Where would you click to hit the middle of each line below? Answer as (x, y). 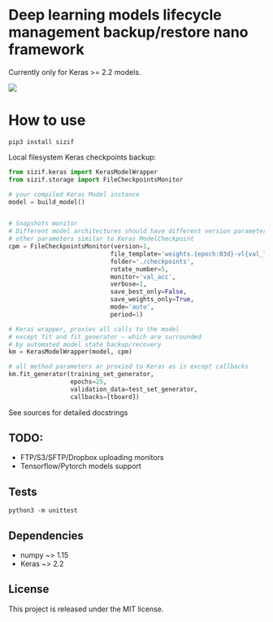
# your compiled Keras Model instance (74, 194)
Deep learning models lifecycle (115, 15)
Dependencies (46, 535)
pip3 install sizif (41, 142)
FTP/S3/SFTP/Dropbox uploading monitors (92, 458)
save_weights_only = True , (152, 300)
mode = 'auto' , (132, 307)
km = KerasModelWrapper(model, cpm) (70, 352)
